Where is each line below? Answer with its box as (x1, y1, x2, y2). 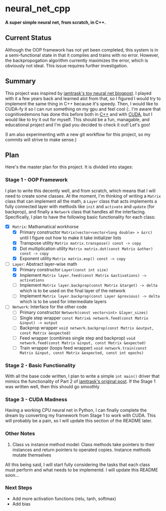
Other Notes (5, 430, 36, 437)
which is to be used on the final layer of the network (19, 288, 126, 294)
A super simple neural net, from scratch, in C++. (5, 19, 106, 25)
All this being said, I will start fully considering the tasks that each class (5, 461, 150, 467)
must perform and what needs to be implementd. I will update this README (5, 466, 158, 473)
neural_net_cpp (5, 3, 71, 14)
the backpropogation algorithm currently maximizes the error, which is (5, 57, 148, 63)
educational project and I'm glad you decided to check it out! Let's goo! (5, 122, 151, 128)
